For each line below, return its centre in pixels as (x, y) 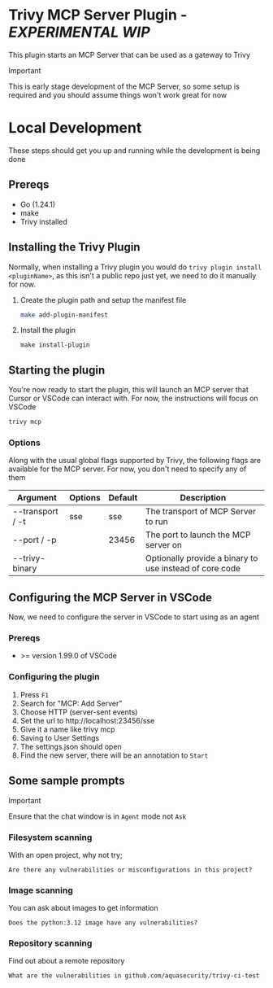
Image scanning (41, 890)
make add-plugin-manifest (64, 315)
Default (123, 498)
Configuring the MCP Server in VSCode (110, 597)
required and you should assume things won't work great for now (118, 94)
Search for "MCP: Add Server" (71, 703)
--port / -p (35, 540)
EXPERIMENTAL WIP (79, 32)
